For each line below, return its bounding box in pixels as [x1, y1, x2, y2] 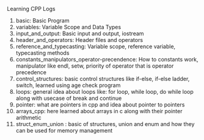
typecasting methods [15, 49, 70, 57]
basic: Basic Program [15, 17, 70, 24]
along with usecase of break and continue [15, 94, 122, 102]
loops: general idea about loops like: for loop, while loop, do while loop [15, 88, 194, 95]
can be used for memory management [15, 127, 113, 134]
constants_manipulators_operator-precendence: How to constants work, [15, 56, 199, 63]
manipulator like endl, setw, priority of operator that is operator [15, 62, 174, 69]
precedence [15, 69, 46, 75]
